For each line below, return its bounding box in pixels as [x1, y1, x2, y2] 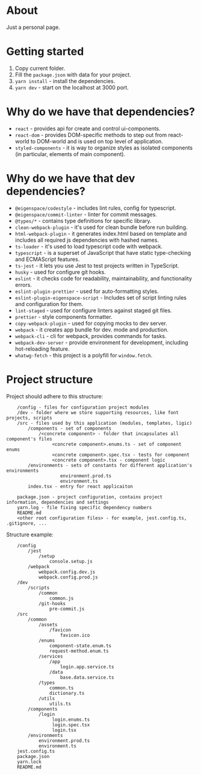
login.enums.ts [52, 717, 90, 723]
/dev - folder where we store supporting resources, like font [17, 409, 179, 416]
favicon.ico [60, 632, 90, 638]
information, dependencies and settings [6, 499, 110, 505]
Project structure [6, 372, 93, 386]
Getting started [6, 45, 84, 58]
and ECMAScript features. [14, 256, 80, 263]
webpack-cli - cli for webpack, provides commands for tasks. [14, 332, 167, 339]
